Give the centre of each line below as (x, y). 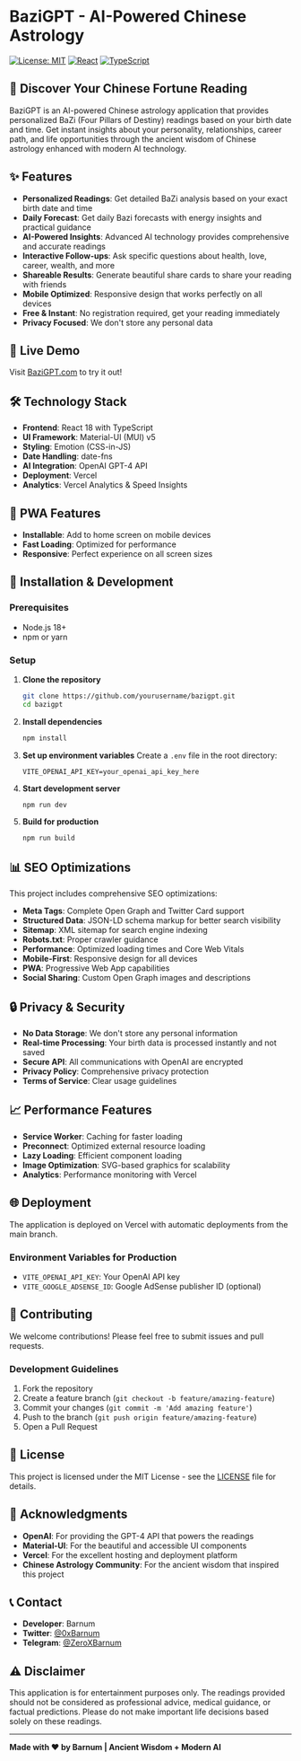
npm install (44, 738)
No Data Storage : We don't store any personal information (130, 1033)
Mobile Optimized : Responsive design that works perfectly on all (142, 294)
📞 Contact (36, 1603)
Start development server (71, 788)
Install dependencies (62, 721)
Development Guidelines (64, 1369)
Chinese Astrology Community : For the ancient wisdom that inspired (150, 1564)
